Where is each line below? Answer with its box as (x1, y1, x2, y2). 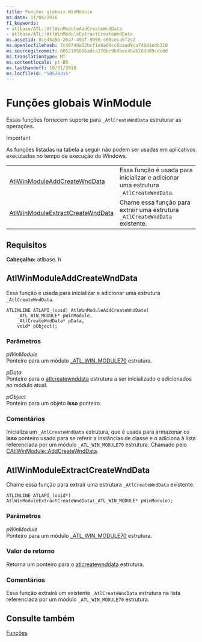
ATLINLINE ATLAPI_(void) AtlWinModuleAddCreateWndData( (6, 307, 149, 313)
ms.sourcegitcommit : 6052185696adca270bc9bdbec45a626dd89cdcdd (6, 48, 168, 54)
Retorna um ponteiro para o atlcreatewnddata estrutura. (6, 561, 144, 568)
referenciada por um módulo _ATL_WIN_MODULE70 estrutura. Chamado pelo (6, 441, 188, 449)
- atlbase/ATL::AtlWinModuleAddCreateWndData (6, 25, 122, 32)
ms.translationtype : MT (6, 54, 66, 60)
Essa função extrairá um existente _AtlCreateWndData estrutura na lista (6, 590, 181, 597)
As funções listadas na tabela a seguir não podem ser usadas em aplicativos (6, 146, 196, 154)
